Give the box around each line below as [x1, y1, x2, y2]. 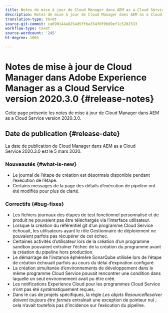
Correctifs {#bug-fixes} [5, 200, 64, 207]
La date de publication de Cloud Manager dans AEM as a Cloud [5, 143, 136, 149]
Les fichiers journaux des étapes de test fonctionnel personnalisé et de [12, 212, 159, 218]
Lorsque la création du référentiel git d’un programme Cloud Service [12, 222, 153, 228]
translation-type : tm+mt [5, 17, 57, 22]
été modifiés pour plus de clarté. [12, 188, 80, 194]
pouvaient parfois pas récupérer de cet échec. [12, 233, 108, 239]
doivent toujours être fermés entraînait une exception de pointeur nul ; [12, 297, 157, 303]
